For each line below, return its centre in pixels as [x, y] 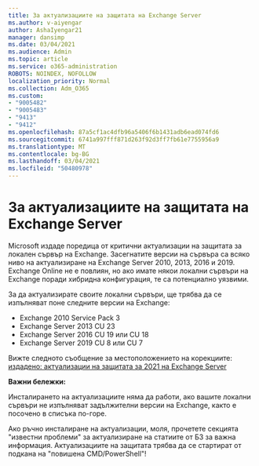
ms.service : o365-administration [63, 67]
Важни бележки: [37, 381]
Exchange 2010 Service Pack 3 [69, 318]
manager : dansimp [36, 37]
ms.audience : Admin [40, 52]
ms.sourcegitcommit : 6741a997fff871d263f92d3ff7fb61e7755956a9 [114, 139]
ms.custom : [26, 96]
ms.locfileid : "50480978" [50, 169]
